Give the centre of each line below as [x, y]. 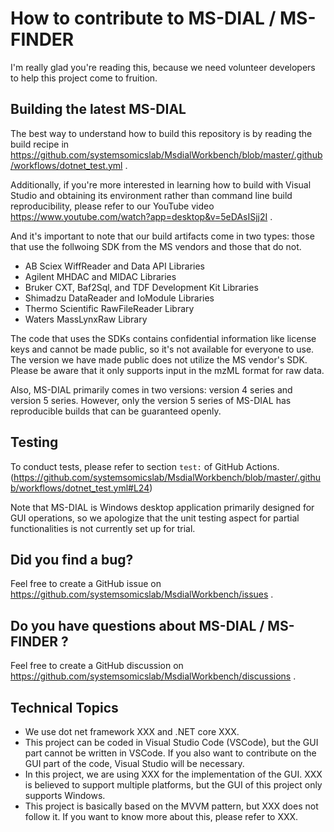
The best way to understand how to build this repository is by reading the [161, 133]
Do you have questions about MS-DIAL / [137, 625]
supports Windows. [65, 795]
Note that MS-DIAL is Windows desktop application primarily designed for [162, 507]
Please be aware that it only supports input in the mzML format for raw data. [167, 370]
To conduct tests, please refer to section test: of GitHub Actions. [145, 466]
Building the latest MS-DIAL [98, 109]
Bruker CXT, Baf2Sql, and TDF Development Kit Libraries [141, 287]
